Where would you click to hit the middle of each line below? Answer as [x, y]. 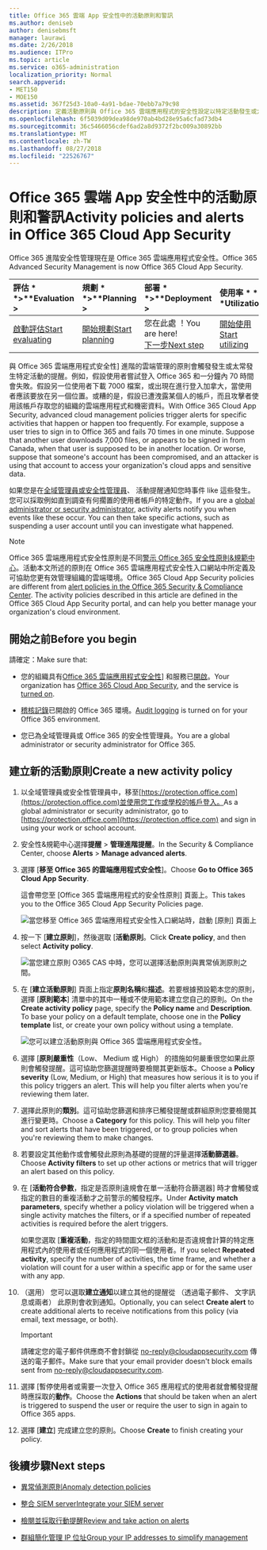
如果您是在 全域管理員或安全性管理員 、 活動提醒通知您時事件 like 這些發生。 [132, 490]
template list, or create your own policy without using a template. [127, 1025]
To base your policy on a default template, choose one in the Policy [130, 1016]
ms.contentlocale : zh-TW [50, 141]
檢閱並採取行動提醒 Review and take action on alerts [105, 1520]
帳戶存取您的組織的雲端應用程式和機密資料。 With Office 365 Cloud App [139, 406]
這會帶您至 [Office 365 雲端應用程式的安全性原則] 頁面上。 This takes [133, 895]
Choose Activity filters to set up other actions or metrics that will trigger [139, 1163]
